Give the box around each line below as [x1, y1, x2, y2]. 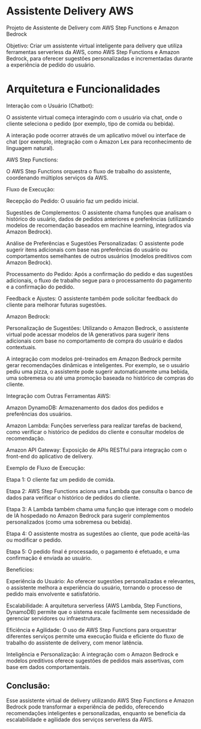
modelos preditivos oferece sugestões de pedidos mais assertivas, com [6, 657, 184, 664]
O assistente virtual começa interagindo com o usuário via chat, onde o [6, 113, 182, 121]
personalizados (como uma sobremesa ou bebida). [6, 518, 132, 526]
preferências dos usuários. [6, 410, 73, 418]
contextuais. [6, 343, 37, 350]
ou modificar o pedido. [6, 536, 63, 544]
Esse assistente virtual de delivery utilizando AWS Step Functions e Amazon [6, 697, 194, 704]
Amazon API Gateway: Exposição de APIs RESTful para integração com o [6, 446, 187, 454]
